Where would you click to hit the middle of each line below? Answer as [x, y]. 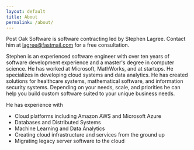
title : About [22, 17]
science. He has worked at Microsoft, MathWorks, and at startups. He [90, 69]
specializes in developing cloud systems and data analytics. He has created [97, 75]
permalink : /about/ [30, 22]
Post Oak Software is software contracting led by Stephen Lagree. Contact [96, 39]
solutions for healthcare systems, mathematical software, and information [95, 81]
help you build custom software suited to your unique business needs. [91, 93]
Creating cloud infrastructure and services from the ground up [90, 135]
